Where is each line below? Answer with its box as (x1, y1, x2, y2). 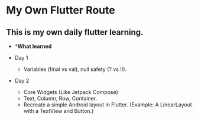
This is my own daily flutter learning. (6, 27, 144, 37)
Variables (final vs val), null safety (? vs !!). (23, 66, 127, 73)
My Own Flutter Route (6, 4, 115, 17)
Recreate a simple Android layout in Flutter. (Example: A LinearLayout (23, 101, 192, 108)
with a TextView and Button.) (23, 108, 94, 114)
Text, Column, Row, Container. (23, 95, 98, 102)
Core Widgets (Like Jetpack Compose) (23, 89, 118, 95)
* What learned (14, 43, 52, 50)
